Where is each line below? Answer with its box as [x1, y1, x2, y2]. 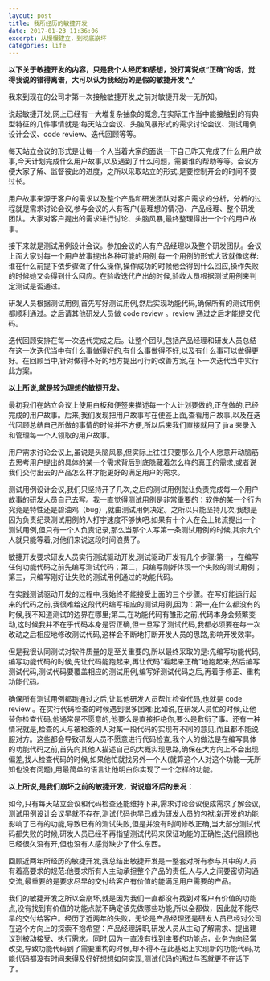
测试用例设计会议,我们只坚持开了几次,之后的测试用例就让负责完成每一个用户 [8, 485, 260, 495]
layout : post [8, 11, 52, 20]
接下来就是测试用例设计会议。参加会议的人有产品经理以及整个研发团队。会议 [8, 241, 262, 250]
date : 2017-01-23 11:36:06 [8, 27, 99, 35]
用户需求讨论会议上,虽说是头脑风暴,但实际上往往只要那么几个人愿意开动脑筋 [8, 448, 260, 457]
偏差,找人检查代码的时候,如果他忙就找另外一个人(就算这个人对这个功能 [8, 755, 241, 764]
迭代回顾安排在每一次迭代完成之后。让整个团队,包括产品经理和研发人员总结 [8, 336, 257, 346]
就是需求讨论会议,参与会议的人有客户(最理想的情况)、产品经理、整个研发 [14, 204, 256, 213]
